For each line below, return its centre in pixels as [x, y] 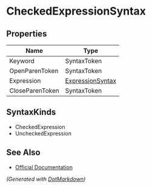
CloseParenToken [34, 91]
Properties [27, 34]
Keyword [22, 61]
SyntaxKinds [31, 112]
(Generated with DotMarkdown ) [46, 179]
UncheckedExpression [43, 133]
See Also [23, 152]
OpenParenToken [34, 71]
